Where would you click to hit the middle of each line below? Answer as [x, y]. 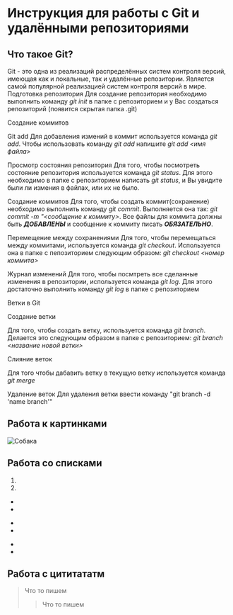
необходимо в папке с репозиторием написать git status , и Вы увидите [115, 180]
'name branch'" [30, 401]
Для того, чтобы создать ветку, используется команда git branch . [107, 330]
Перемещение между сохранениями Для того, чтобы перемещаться [112, 238]
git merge [21, 380]
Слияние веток [30, 359]
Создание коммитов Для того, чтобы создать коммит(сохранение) [108, 201]
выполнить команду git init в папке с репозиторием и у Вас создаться [113, 101]
